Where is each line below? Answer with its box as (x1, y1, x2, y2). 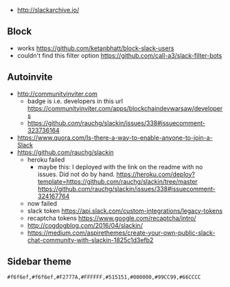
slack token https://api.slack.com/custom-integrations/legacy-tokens (27, 206, 223, 215)
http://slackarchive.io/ (16, 6, 80, 14)
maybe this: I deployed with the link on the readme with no (37, 162, 203, 171)
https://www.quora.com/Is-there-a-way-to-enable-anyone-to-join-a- (16, 134, 213, 142)
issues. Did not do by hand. (37, 170, 115, 178)
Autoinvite (7, 72, 53, 83)
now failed (27, 199, 57, 207)
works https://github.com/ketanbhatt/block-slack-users (16, 44, 174, 52)
